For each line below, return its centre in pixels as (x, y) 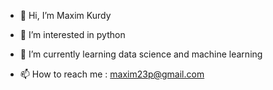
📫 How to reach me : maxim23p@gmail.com (112, 74)
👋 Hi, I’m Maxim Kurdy (65, 15)
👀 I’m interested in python (72, 34)
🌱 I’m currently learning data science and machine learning (141, 54)
